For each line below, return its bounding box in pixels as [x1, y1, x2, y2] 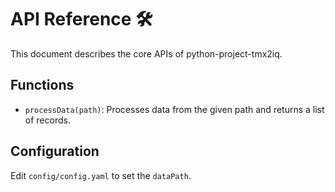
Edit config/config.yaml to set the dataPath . [10, 169, 192, 181]
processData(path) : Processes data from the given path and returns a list [24, 103, 325, 115]
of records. [24, 114, 71, 126]
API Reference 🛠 [10, 8, 153, 31]
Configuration [10, 143, 100, 160]
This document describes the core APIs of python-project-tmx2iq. [10, 47, 283, 60]
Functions [10, 77, 75, 94]
